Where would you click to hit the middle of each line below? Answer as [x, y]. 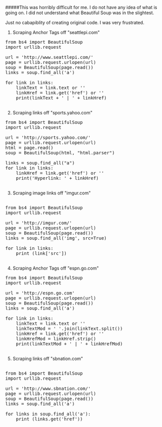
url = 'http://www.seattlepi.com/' [49, 57]
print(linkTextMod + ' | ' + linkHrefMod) [69, 344]
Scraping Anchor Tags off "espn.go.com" [56, 268]
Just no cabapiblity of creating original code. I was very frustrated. [75, 23]
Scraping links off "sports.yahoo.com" [52, 113]
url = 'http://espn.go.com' [40, 293]
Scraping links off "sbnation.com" [48, 358]
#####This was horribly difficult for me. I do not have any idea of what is [81, 7]
